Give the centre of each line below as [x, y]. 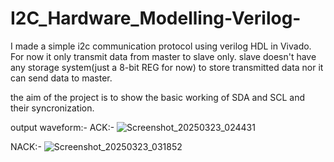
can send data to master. [61, 78]
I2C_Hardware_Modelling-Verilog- [156, 18]
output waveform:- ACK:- [62, 127]
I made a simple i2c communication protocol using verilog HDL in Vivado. [161, 46]
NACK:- [26, 146]
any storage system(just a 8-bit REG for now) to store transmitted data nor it [167, 67]
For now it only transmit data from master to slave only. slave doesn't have [163, 56]
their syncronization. [52, 108]
